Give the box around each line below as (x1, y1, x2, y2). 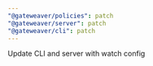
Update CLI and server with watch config (7, 49, 146, 59)
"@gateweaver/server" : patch (7, 19, 107, 27)
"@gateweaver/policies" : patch (7, 11, 114, 20)
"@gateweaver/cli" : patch (7, 27, 95, 35)
